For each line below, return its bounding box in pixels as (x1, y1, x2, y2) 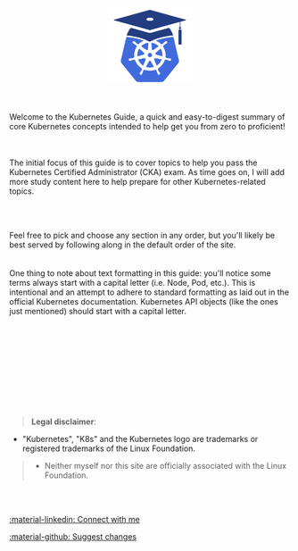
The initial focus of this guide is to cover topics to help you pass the (9, 157, 258, 168)
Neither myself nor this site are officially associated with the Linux (44, 461, 287, 472)
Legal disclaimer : (30, 416, 96, 427)
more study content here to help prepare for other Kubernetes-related (9, 177, 266, 188)
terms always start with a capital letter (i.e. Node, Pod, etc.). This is (9, 278, 256, 288)
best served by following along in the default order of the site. (9, 239, 236, 250)
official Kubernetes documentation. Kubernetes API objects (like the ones (9, 296, 278, 307)
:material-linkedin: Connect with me (9, 514, 140, 525)
